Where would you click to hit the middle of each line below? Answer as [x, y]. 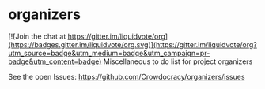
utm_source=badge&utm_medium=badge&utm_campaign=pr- [109, 53]
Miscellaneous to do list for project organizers [178, 61]
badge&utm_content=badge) [55, 61]
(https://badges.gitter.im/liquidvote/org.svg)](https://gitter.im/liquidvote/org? [132, 44]
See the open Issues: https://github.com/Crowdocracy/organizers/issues [127, 76]
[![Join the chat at [37, 36]
